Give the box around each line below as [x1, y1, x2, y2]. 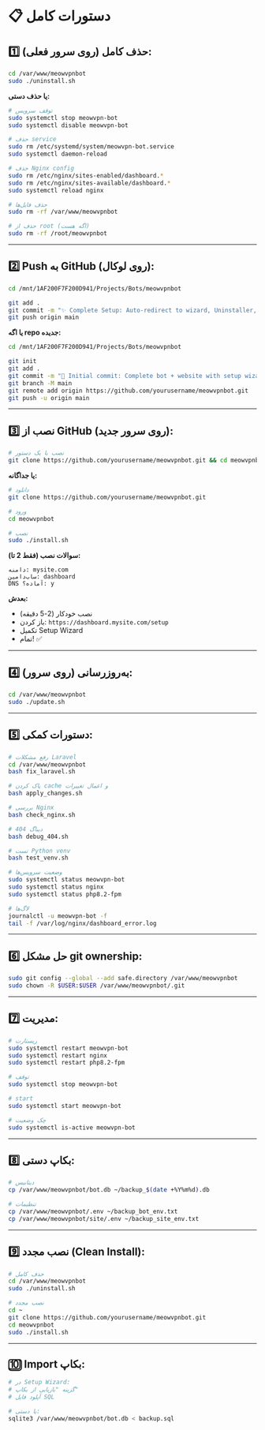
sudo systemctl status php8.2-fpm [8, 890, 122, 898]
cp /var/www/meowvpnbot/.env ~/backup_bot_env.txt [8, 1207, 178, 1215]
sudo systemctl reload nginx [8, 186, 104, 194]
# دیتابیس [8, 1178, 35, 1187]
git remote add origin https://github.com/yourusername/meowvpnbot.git [8, 387, 248, 395]
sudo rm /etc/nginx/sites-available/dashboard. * [8, 179, 171, 187]
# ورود [8, 507, 27, 515]
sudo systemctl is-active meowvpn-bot [8, 1123, 136, 1132]
